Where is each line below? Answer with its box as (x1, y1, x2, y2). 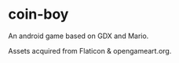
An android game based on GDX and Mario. (8, 31, 149, 40)
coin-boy (8, 5, 69, 23)
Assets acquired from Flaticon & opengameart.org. (8, 46, 172, 55)
